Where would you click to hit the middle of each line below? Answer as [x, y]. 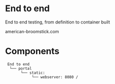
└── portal [21, 68]
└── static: [33, 73]
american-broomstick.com [32, 31]
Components [32, 51]
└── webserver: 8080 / [55, 77]
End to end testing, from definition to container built [57, 22]
